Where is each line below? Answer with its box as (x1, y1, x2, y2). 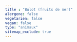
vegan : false (5, 20, 32, 26)
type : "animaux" (5, 25, 38, 30)
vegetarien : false (5, 16, 42, 21)
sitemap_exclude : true (5, 29, 51, 34)
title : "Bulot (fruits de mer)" (5, 7, 73, 12)
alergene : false (5, 12, 38, 16)
